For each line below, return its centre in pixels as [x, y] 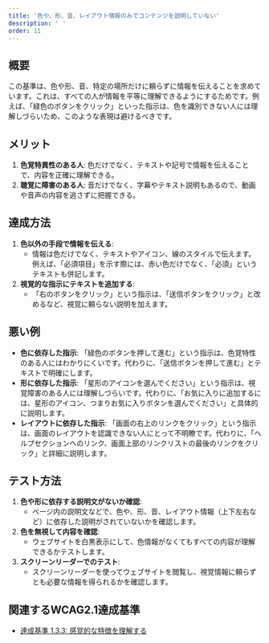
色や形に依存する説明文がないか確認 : [81, 502]
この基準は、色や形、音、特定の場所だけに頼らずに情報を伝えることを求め [131, 86]
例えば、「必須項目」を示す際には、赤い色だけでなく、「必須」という [145, 264]
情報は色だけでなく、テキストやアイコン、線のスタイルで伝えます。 [144, 253]
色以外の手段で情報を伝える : [67, 244]
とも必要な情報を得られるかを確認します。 [102, 582]
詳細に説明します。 [79, 453]
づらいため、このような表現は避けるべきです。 [99, 117]
